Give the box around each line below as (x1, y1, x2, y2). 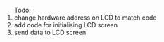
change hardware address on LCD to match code (13, 13, 157, 22)
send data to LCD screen (13, 28, 87, 36)
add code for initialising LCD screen (13, 21, 118, 29)
